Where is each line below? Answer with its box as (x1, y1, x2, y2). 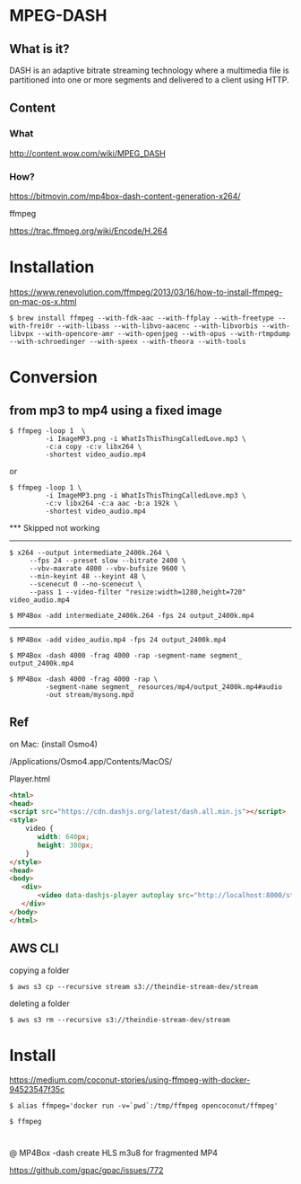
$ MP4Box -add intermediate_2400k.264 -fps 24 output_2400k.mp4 (9, 611, 254, 620)
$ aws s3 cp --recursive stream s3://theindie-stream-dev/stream (9, 982, 258, 991)
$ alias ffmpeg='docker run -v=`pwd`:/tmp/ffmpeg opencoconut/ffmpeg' (9, 1101, 279, 1110)
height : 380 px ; (37, 841, 94, 850)
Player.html (9, 773, 51, 784)
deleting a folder (9, 998, 70, 1009)
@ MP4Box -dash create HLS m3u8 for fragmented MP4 (9, 1147, 218, 1158)
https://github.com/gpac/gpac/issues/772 (9, 1164, 164, 1175)
